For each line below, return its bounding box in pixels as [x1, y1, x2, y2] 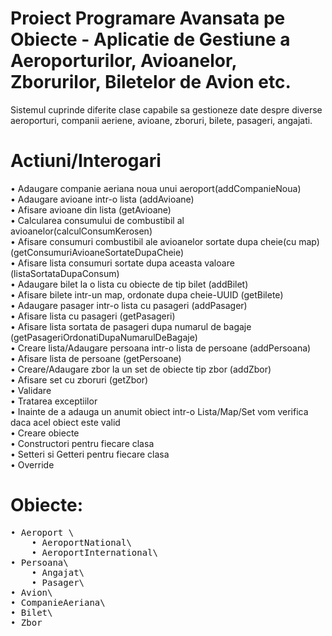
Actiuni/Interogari [10, 150, 162, 172]
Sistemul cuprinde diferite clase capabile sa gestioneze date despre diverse [10, 103, 323, 116]
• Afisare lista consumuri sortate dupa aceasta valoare [10, 257, 235, 269]
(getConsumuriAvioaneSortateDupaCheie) [10, 246, 185, 258]
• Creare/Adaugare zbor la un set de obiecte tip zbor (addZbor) [10, 363, 272, 375]
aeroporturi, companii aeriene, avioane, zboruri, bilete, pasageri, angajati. [10, 114, 313, 126]
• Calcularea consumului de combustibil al [10, 214, 185, 226]
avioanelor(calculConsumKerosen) [10, 225, 153, 237]
